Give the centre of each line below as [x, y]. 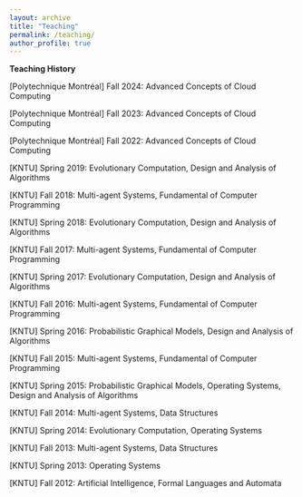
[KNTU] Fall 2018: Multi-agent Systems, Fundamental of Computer [133, 195]
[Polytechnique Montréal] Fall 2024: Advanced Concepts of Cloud [133, 86]
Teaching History [43, 69]
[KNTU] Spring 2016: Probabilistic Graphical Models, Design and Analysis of [151, 331]
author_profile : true [50, 43]
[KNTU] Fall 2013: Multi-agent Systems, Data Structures [114, 448]
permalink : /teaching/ [52, 34]
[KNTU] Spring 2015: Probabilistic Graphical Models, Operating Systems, [145, 385]
